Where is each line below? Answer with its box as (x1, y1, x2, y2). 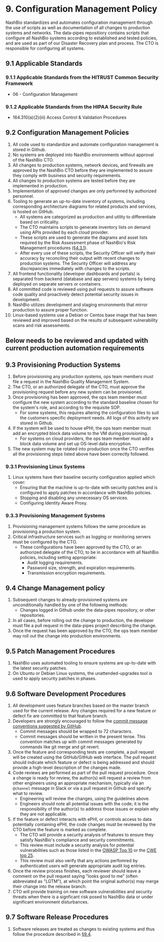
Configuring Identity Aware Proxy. (19, 500, 88, 506)
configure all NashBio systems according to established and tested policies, (5, 35, 158, 41)
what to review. (12, 790, 43, 796)
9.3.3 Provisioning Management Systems (5, 512, 106, 519)
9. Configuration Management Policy (5, 3, 158, 15)
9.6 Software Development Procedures (5, 689, 126, 698)
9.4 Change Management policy (5, 584, 105, 592)
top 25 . (19, 852, 35, 858)
